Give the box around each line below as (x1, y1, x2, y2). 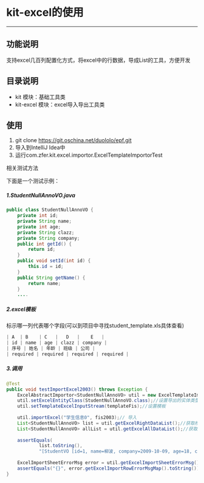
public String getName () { (17, 275, 86, 281)
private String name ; (17, 218, 72, 225)
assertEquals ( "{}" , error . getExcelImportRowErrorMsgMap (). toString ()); (17, 465, 202, 471)
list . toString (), (38, 443, 83, 449)
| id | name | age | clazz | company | (6, 340, 107, 346)
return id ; (28, 247, 56, 253)
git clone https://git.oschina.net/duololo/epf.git (15, 137, 132, 144)
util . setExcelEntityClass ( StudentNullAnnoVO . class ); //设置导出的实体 (17, 397, 191, 404)
